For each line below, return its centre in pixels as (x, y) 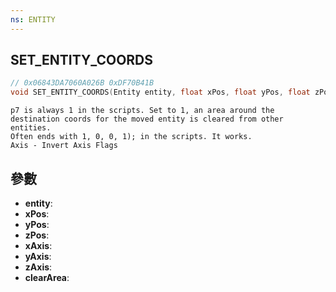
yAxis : (38, 256)
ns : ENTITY (33, 19)
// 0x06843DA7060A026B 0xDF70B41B (82, 83)
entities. (31, 128)
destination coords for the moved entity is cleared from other (147, 119)
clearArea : (47, 277)
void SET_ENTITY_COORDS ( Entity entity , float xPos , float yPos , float (160, 92)
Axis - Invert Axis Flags (64, 146)
